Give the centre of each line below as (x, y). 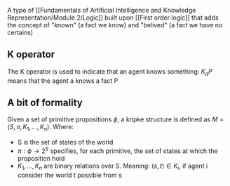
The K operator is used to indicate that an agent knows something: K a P (110, 72)
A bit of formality (45, 102)
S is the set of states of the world (65, 142)
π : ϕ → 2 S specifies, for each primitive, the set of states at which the (118, 150)
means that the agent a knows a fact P (63, 81)
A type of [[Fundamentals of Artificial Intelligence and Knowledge (102, 10)
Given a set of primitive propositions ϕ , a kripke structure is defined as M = (116, 119)
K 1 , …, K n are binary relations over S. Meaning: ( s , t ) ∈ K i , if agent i (113, 166)
